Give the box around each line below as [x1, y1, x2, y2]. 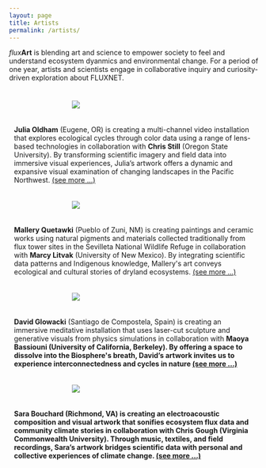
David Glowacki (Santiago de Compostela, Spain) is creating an [13, 317, 222, 326]
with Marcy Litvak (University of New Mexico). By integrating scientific [13, 251, 245, 260]
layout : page [9, 11, 52, 20]
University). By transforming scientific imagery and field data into [13, 150, 227, 160]
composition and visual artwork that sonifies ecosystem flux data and [13, 417, 249, 427]
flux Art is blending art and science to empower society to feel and [9, 48, 226, 58]
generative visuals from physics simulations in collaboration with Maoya [13, 334, 249, 344]
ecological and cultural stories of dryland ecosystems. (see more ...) [13, 267, 237, 277]
